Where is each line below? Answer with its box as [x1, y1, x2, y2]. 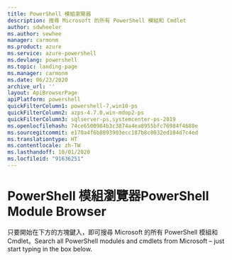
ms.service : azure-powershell [7, 50, 97, 57]
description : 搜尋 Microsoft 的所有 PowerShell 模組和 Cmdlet [7, 17, 187, 24]
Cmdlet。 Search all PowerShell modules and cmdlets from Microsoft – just [7, 237, 225, 245]
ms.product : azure [7, 43, 62, 50]
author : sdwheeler [7, 23, 62, 30]
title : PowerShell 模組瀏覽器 [7, 10, 92, 18]
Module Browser [7, 203, 106, 220]
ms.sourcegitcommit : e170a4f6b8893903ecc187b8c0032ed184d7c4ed [7, 129, 199, 136]
